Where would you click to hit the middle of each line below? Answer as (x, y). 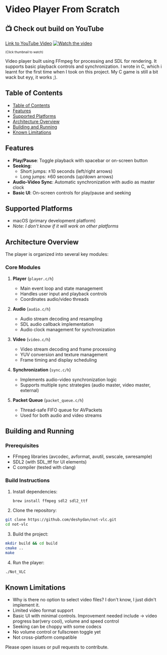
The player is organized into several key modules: (57, 254)
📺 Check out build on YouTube (55, 29)
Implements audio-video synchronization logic (69, 379)
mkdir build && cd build (31, 544)
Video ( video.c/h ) (31, 339)
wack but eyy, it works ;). (31, 77)
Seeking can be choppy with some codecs (57, 627)
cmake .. (14, 548)
